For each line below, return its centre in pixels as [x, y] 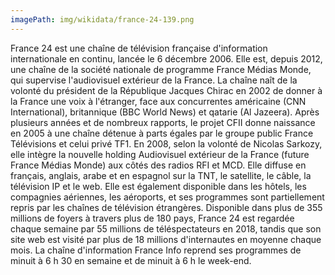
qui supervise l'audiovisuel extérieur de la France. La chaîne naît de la [154, 80]
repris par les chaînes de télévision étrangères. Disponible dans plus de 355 [166, 207]
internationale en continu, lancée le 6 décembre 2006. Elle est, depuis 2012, [166, 58]
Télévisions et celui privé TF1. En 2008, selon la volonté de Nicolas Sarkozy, [166, 143]
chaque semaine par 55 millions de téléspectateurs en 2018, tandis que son [166, 228]
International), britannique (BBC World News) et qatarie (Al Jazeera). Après [165, 112]
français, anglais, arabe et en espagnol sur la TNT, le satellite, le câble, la [161, 175]
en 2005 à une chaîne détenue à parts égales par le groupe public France [162, 133]
